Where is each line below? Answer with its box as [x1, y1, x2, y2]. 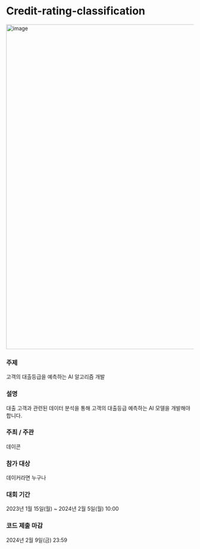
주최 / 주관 [6, 428, 35, 437]
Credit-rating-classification [6, 4, 146, 18]
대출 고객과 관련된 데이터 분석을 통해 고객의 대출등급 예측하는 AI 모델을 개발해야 [6, 404, 190, 411]
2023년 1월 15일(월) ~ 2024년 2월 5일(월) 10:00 [6, 505, 119, 513]
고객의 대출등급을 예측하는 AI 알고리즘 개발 [6, 373, 105, 380]
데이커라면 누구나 [6, 474, 46, 481]
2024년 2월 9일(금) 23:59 [6, 536, 67, 544]
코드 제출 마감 [6, 521, 43, 530]
